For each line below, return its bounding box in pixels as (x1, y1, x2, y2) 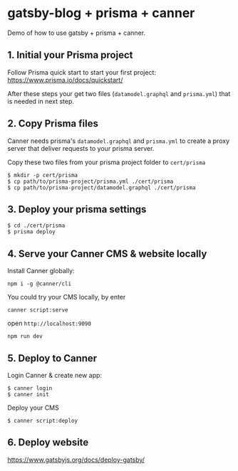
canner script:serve (7, 307, 69, 314)
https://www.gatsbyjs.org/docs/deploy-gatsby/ (7, 455, 145, 464)
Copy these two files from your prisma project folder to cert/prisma (7, 158, 206, 166)
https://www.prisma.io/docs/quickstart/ (7, 75, 123, 84)
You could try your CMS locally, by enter (7, 293, 126, 302)
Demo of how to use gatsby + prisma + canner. (7, 28, 146, 37)
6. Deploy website (7, 436, 89, 449)
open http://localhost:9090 (7, 319, 91, 328)
